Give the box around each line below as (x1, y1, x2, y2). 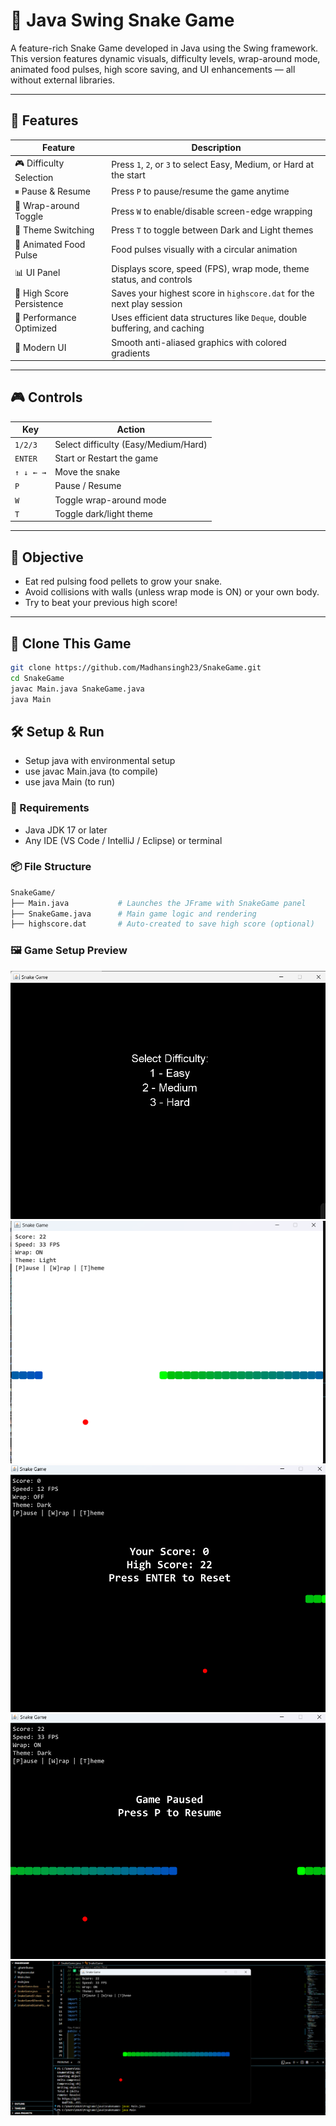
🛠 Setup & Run (10, 723, 105, 740)
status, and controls (111, 273, 193, 285)
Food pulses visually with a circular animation (111, 244, 298, 255)
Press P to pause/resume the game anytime (111, 185, 290, 198)
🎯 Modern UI (14, 342, 67, 353)
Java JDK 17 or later (24, 824, 108, 836)
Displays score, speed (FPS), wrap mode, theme (111, 262, 310, 274)
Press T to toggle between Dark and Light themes (111, 224, 314, 236)
